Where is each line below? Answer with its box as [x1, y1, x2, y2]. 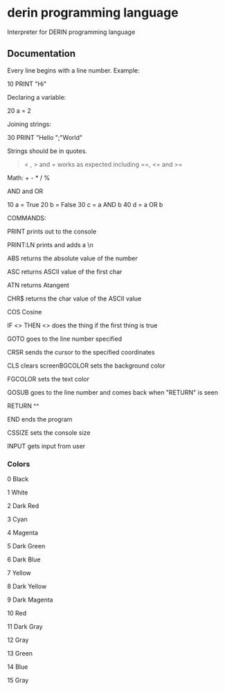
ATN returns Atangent [7, 280, 69, 289]
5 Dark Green [7, 542, 46, 550]
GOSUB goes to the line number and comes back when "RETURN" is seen [7, 388, 218, 396]
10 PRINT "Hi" [7, 80, 47, 88]
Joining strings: [7, 120, 52, 128]
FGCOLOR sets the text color [7, 375, 90, 383]
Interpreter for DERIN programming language [7, 28, 136, 36]
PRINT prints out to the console [7, 227, 97, 235]
